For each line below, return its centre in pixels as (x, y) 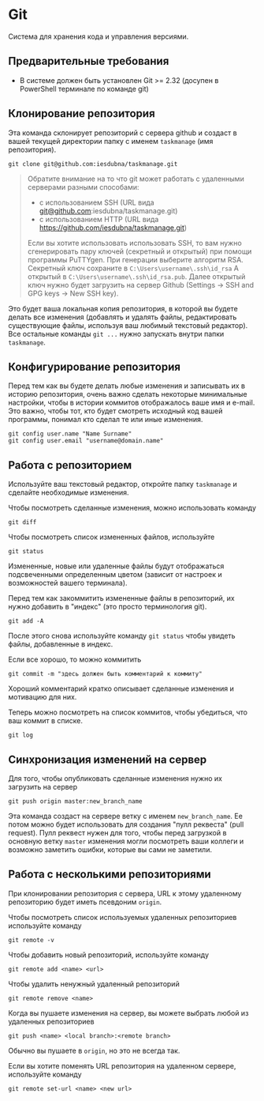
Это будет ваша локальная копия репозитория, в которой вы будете (123, 308)
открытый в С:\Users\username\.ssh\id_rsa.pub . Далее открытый (136, 276)
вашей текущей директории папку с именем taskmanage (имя (111, 141)
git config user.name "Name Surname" (70, 434)
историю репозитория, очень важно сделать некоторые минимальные (128, 394)
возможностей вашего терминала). (68, 583)
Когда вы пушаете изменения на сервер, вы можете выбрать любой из (128, 1012)
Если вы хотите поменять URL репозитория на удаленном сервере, (122, 1065)
